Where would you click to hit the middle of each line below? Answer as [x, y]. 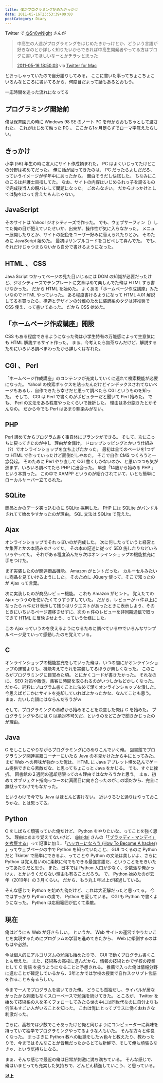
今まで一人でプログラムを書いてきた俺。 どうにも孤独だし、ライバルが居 [78, 990]
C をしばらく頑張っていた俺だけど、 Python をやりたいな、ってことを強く [79, 831]
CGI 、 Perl [22, 366]
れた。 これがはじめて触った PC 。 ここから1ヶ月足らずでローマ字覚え [75, 128]
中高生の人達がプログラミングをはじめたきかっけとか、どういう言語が [87, 44]
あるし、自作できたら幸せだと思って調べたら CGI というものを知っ [84, 391]
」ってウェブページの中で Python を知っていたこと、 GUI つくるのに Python [81, 850]
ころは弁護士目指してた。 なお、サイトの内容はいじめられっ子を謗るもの [82, 182]
